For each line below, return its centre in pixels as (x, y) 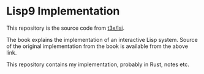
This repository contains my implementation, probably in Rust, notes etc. (98, 64)
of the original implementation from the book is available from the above (97, 46)
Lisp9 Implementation (63, 11)
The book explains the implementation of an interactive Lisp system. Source (102, 39)
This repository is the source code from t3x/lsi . (66, 28)
